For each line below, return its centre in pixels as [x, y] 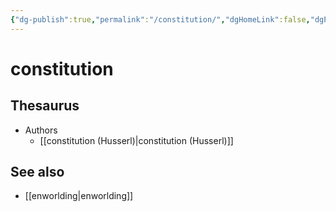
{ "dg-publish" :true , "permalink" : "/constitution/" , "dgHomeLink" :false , [160, 19]
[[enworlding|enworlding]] [79, 196]
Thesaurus [45, 106]
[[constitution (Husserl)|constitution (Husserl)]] [136, 140]
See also [37, 172]
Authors [41, 130]
